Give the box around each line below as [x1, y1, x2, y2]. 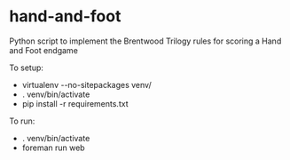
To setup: [9, 62, 44, 73]
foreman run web [21, 142, 86, 153]
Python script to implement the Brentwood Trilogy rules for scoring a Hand [9, 36, 282, 46]
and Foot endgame [9, 44, 78, 55]
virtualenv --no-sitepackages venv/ [21, 79, 153, 90]
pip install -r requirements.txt [21, 98, 129, 108]
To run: [9, 116, 35, 126]
